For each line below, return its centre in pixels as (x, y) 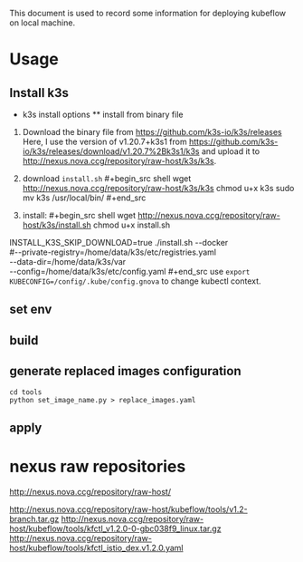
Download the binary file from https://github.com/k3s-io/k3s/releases (152, 132)
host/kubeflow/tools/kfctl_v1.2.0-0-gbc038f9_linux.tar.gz (115, 528)
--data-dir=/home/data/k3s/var (68, 262)
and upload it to (231, 151)
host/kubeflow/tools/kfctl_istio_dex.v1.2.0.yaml (96, 547)
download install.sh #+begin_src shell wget (107, 179)
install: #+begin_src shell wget (79, 215)
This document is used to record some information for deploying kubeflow (148, 13)
